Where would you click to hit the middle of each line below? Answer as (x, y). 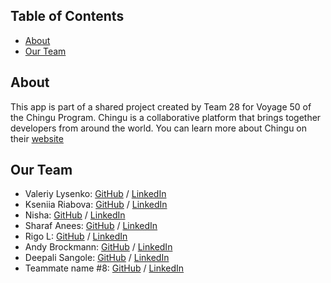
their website (37, 138)
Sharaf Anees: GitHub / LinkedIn (91, 226)
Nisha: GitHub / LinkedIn (75, 215)
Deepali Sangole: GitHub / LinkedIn (97, 258)
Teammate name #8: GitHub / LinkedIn (104, 268)
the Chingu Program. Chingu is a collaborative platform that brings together (166, 117)
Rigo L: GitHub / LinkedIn (76, 236)
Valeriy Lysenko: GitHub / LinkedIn (95, 194)
